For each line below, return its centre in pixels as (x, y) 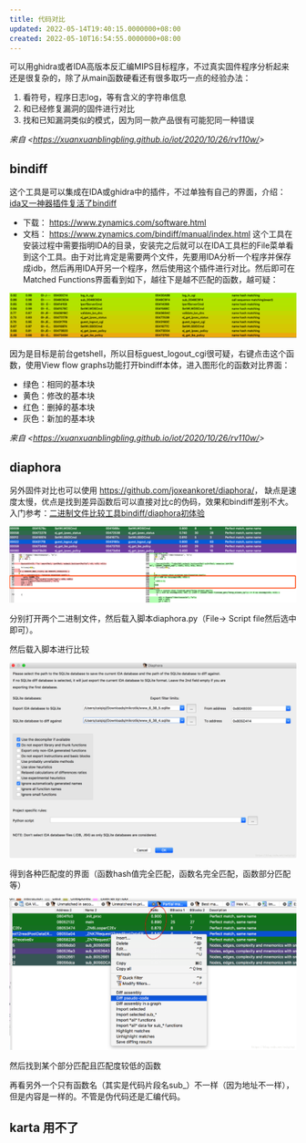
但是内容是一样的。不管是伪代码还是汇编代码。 (97, 1096)
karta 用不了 (44, 1128)
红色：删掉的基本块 (59, 407)
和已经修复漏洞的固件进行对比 (78, 108)
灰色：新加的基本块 (59, 418)
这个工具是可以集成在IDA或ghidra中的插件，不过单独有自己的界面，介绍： (148, 192)
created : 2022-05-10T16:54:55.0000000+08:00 (95, 38)
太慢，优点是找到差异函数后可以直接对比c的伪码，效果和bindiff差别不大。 (155, 502)
